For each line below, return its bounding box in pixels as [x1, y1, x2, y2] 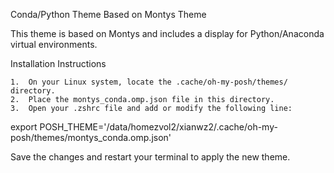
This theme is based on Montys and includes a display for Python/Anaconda [10, 28, 325, 39]
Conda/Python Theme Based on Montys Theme [10, 9, 207, 20]
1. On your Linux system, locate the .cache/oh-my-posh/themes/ [10, 77, 288, 87]
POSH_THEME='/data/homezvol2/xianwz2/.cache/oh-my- [39, 121, 278, 133]
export [10, 121, 38, 133]
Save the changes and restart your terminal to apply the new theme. [10, 151, 291, 163]
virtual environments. [10, 39, 98, 50]
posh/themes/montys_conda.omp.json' [10, 132, 172, 143]
